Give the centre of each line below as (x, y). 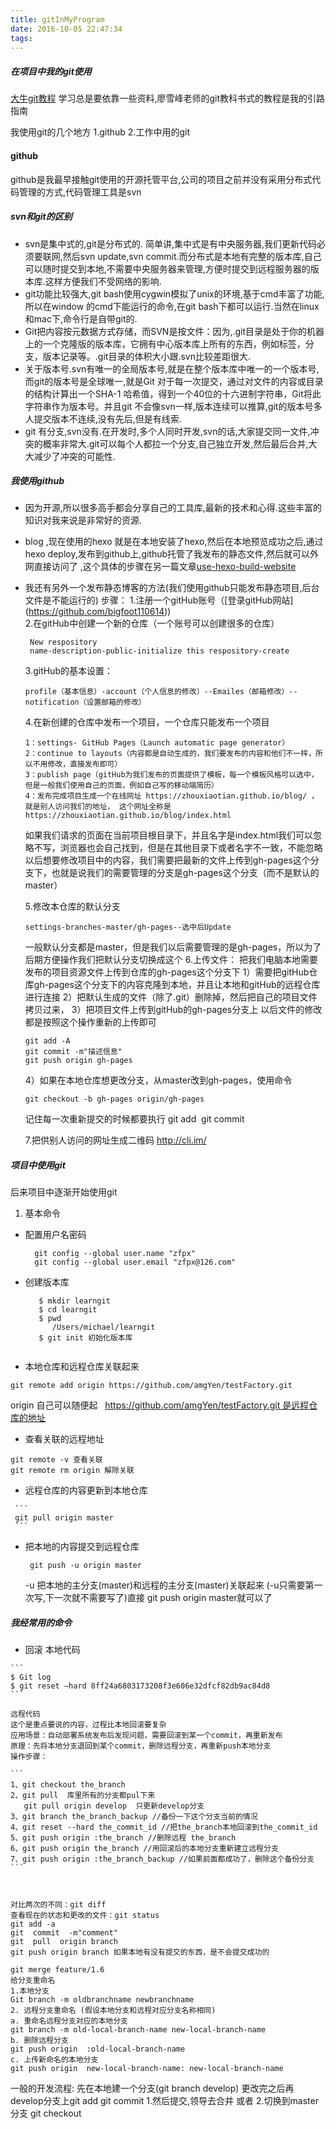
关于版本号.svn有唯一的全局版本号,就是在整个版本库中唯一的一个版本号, (172, 368)
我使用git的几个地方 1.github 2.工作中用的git (100, 132)
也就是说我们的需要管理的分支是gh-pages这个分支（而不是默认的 (185, 873)
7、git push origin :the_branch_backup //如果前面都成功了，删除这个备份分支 (162, 1859)
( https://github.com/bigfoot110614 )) (98, 612)
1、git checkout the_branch (68, 1785)
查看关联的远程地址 (64, 1439)
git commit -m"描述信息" (73, 1052)
